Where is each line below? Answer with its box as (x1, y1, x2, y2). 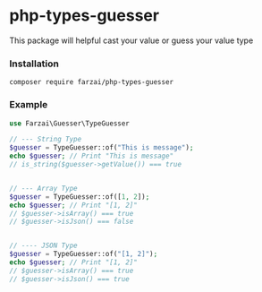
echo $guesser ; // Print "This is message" (9, 151, 174, 161)
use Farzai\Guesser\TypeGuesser (9, 118, 130, 128)
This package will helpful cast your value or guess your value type (9, 35, 254, 46)
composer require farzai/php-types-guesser (9, 78, 174, 87)
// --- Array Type (9, 184, 78, 193)
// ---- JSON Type (9, 241, 78, 251)
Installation (9, 57, 60, 70)
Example (9, 99, 48, 111)
